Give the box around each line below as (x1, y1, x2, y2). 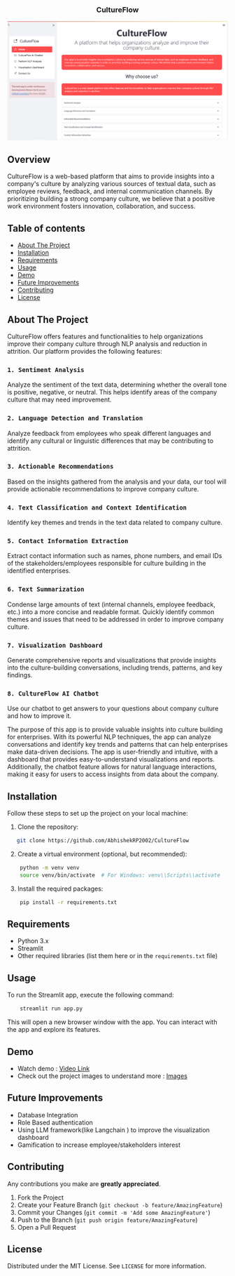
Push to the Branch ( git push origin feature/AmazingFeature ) (17, 1216, 198, 1224)
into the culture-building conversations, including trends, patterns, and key (7, 663, 222, 672)
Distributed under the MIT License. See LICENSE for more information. (7, 1262, 206, 1270)
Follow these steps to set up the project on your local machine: (7, 809, 188, 818)
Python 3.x (17, 937, 49, 945)
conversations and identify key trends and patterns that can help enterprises (7, 740, 228, 749)
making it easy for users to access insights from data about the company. (7, 770, 219, 778)
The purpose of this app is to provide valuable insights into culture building (7, 725, 223, 734)
